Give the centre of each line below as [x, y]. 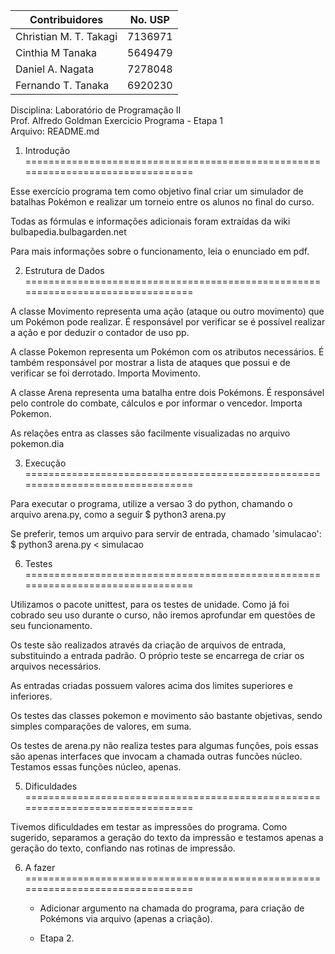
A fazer [40, 867]
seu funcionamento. [51, 625]
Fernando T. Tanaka [62, 85]
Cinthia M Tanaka [56, 52]
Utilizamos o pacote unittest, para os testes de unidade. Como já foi [150, 604]
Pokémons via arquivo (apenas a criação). [126, 918]
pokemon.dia [37, 443]
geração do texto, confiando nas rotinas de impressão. [123, 848]
